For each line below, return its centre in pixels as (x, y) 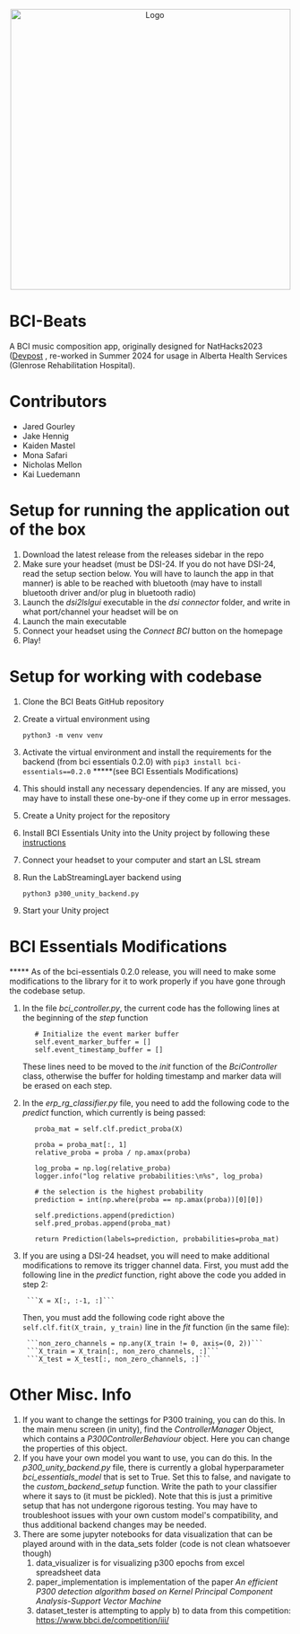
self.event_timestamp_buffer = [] (99, 1050)
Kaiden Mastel (49, 446)
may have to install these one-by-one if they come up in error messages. (156, 798)
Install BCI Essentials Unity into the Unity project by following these (146, 833)
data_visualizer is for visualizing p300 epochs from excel (140, 1562)
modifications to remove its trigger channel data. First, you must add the (155, 1265)
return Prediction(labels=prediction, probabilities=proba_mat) (157, 1239)
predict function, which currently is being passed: (114, 1112)
